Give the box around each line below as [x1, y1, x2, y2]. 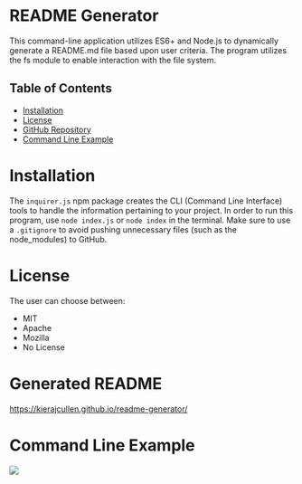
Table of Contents [9, 81, 113, 96]
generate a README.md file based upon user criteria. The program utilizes [9, 44, 288, 55]
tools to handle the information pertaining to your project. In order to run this [9, 204, 294, 215]
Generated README [9, 373, 163, 394]
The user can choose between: [9, 295, 126, 306]
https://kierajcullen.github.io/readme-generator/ [9, 403, 188, 414]
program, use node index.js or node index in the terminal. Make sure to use [9, 214, 291, 225]
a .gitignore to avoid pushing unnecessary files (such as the [9, 223, 238, 235]
